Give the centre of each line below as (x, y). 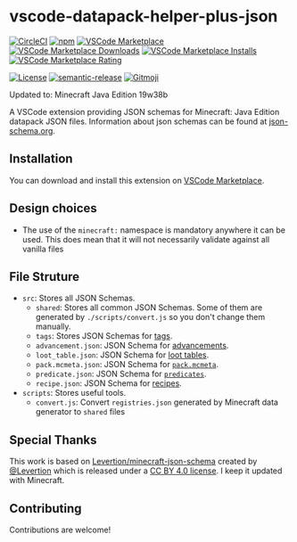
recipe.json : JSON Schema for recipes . (109, 383)
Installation (41, 159)
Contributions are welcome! (60, 530)
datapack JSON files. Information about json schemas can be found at (138, 121)
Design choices (54, 208)
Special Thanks (53, 440)
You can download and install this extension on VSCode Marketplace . (137, 180)
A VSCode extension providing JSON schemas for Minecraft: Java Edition (144, 111)
